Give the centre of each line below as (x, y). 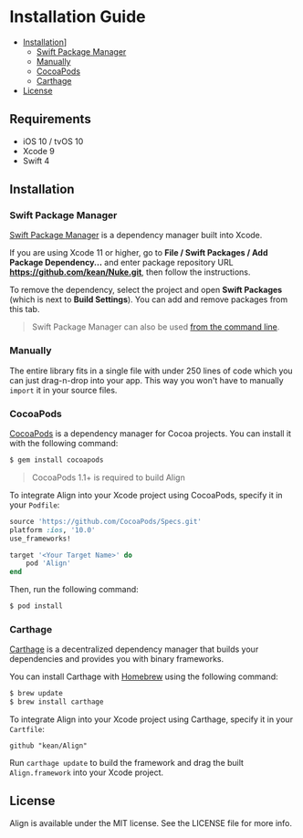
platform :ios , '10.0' (52, 530)
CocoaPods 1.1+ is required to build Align (108, 477)
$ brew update (37, 694)
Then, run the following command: (74, 590)
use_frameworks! (40, 539)
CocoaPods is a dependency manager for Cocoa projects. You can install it (151, 434)
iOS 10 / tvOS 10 (53, 141)
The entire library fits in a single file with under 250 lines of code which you (151, 371)
